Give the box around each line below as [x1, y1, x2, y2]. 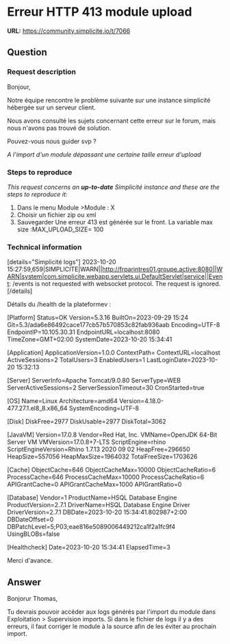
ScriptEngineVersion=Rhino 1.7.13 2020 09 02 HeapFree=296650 [7, 446, 190, 454]
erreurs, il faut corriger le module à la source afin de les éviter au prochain [7, 622, 217, 630]
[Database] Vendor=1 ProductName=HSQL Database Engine [7, 493, 177, 502]
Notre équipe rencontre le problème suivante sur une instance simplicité [7, 96, 211, 104]
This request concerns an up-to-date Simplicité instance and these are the [7, 183, 220, 191]
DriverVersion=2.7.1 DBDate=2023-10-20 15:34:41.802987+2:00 [7, 508, 188, 517]
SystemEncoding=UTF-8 [68, 404, 139, 413]
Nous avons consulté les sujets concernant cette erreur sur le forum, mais [7, 116, 216, 125]
